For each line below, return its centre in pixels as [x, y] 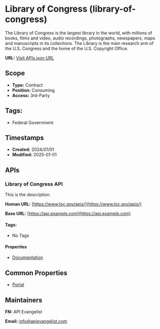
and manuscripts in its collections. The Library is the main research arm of [80, 43]
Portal [18, 285]
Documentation [27, 258]
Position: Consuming [33, 90]
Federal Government [33, 123]
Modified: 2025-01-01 [34, 155]
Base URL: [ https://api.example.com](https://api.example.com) [68, 214]
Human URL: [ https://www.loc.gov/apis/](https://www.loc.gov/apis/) [73, 204]
